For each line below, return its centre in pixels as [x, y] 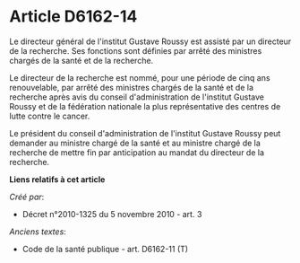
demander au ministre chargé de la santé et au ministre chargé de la [135, 143]
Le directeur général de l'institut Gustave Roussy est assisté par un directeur [150, 41]
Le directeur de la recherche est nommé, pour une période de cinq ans [140, 77]
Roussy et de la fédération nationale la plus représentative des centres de [145, 106]
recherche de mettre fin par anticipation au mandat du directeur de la [137, 152]
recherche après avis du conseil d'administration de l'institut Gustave [137, 97]
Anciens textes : [38, 232]
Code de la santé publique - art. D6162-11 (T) [105, 249]
